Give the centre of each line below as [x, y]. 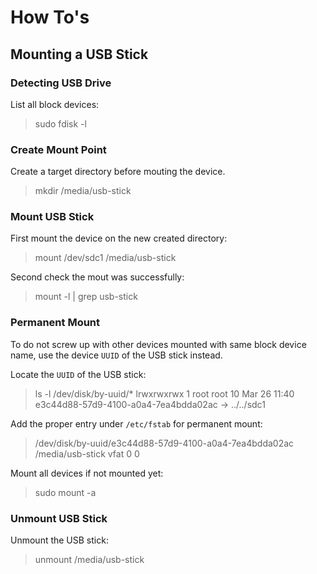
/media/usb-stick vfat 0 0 [87, 453]
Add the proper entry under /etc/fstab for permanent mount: [136, 423]
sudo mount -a [65, 492]
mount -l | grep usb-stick [86, 297]
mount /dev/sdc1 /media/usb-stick [105, 258]
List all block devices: [55, 104]
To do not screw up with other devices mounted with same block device [158, 344]
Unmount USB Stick [59, 518]
